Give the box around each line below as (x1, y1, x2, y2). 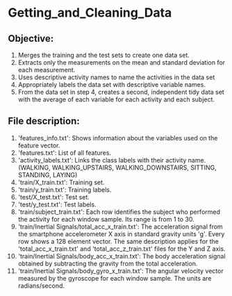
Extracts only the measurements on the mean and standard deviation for (17, 58, 225, 67)
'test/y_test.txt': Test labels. (17, 200, 97, 208)
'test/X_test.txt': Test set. (17, 192, 90, 201)
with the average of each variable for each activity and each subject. (17, 95, 215, 104)
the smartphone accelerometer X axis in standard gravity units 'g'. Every (17, 229, 225, 238)
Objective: (8, 33, 54, 44)
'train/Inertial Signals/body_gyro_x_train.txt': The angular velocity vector (17, 266, 224, 275)
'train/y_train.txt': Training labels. (17, 186, 112, 194)
